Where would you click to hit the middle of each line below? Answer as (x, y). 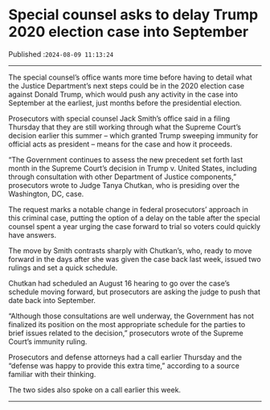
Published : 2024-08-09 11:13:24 (61, 54)
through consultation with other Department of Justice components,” (123, 176)
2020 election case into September (129, 32)
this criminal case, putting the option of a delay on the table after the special (134, 218)
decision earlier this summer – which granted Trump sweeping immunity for (133, 135)
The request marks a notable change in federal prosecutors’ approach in (129, 209)
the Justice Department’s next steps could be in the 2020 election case (127, 85)
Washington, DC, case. (46, 194)
